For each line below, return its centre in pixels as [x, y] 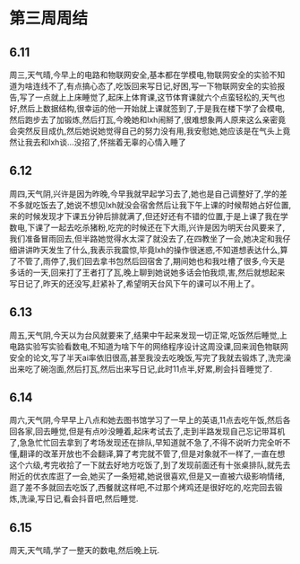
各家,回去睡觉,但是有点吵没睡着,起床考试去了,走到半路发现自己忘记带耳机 [151, 431]
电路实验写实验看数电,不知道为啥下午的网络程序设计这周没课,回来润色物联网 [149, 346]
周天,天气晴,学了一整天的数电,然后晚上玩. [85, 551]
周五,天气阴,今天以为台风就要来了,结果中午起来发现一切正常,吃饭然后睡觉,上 [149, 335]
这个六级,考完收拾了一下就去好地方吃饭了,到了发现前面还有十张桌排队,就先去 [150, 465]
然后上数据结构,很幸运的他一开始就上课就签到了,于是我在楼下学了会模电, [152, 108]
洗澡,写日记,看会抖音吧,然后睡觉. [79, 498]
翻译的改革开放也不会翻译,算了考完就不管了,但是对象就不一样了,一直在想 [152, 454]
